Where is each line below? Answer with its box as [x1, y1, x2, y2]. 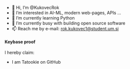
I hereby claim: [4, 49, 35, 56]
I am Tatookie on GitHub [11, 59, 61, 65]
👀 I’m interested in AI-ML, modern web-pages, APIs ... [11, 10, 122, 16]
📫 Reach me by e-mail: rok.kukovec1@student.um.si [11, 26, 119, 31]
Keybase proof [4, 39, 35, 45]
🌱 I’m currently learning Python [11, 15, 75, 21]
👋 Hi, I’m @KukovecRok [11, 5, 60, 10]
